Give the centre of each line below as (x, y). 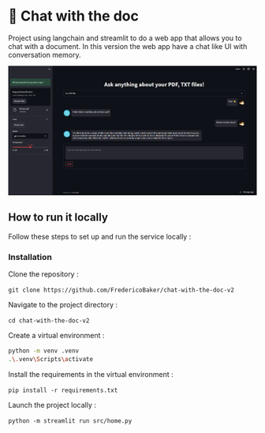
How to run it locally (58, 218)
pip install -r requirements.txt (63, 390)
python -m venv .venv (44, 351)
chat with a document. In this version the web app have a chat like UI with (128, 46)
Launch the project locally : (52, 405)
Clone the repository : (43, 274)
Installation (30, 257)
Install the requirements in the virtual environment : (91, 374)
